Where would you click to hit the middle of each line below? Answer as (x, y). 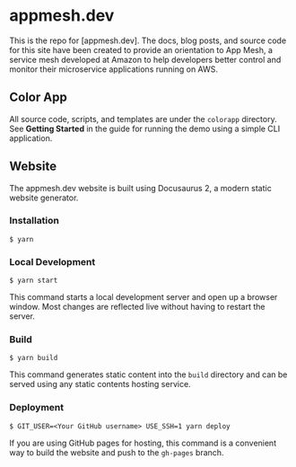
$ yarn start (34, 281)
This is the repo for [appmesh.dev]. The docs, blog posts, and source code (148, 40)
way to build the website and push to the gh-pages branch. (117, 452)
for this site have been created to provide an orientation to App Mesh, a (141, 49)
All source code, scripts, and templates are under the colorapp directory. (143, 119)
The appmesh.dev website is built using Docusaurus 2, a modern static (140, 188)
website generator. (44, 198)
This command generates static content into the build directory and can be (148, 374)
